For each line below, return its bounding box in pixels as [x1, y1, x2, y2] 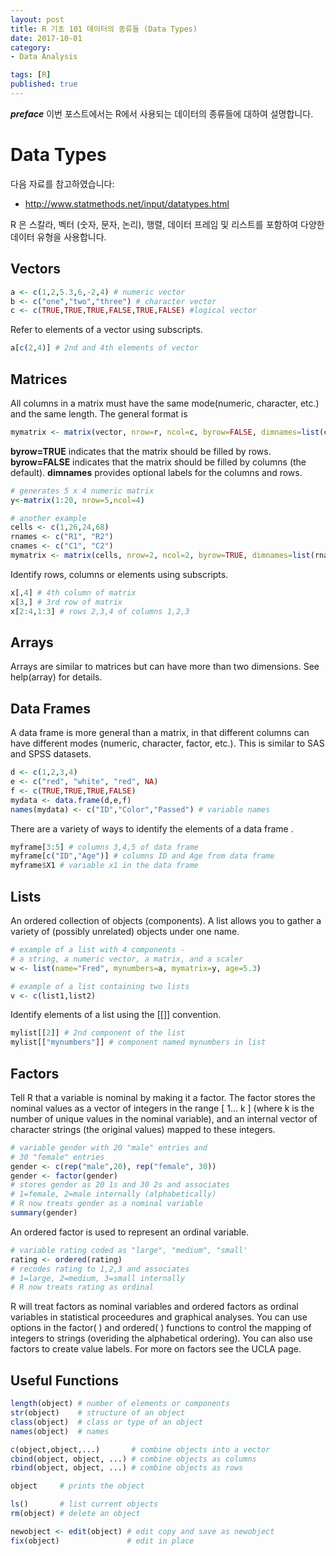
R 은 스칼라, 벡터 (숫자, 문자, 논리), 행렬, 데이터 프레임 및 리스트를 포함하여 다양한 [10, 218, 325, 230]
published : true [10, 79, 78, 90]
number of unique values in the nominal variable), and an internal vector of [10, 1112, 318, 1125]
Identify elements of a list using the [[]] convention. [10, 1009, 222, 1021]
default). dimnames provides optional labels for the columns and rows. [10, 466, 303, 478]
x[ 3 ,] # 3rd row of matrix [10, 597, 123, 607]
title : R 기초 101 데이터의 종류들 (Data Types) [10, 24, 198, 34]
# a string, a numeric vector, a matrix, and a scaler [10, 954, 244, 964]
